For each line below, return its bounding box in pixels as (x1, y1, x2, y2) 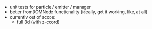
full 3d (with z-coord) (17, 19, 60, 25)
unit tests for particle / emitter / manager (9, 4, 91, 10)
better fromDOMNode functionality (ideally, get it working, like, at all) (9, 9, 148, 15)
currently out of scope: (9, 14, 56, 19)
